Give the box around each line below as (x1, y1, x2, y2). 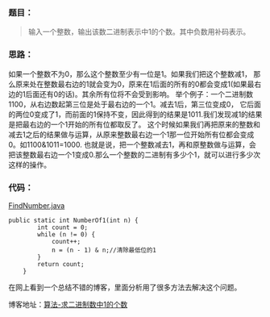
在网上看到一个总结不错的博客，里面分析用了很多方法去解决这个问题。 (8, 282, 242, 292)
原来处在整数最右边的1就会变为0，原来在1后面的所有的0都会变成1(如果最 (15, 79, 255, 89)
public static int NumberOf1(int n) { (8, 216, 139, 224)
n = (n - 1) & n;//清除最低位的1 (51, 246, 157, 254)
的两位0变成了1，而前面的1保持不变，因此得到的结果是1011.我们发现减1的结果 (8, 109, 263, 119)
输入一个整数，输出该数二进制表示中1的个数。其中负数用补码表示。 (27, 27, 251, 37)
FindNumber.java (8, 200, 65, 211)
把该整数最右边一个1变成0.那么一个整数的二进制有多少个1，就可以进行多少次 (8, 149, 260, 159)
